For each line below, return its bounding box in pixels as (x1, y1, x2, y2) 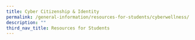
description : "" (6, 19, 46, 25)
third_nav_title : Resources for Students (6, 25, 110, 31)
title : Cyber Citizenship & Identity (6, 8, 100, 15)
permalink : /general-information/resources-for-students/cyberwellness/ (6, 14, 190, 20)
